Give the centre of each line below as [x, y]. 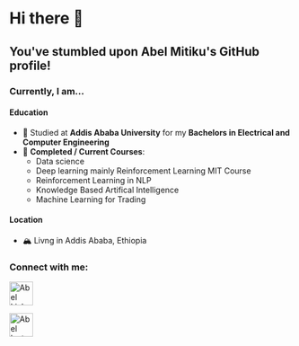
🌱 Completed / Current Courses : [84, 151]
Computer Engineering [66, 142]
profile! [30, 65]
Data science [60, 161]
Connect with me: [49, 267]
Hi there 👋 [46, 18]
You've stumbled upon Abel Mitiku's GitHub [135, 52]
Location [26, 220]
